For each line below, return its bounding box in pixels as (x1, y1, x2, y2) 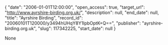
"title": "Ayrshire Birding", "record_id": (5, 15, 83, 20)
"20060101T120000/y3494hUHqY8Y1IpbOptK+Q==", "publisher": (5, 20, 141, 26)
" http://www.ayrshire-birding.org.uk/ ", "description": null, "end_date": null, (5, 9, 159, 15)
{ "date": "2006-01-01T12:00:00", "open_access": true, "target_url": (5, 4, 145, 10)
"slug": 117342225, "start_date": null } (38, 25, 116, 31)
